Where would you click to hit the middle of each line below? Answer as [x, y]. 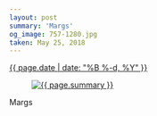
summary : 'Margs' [41, 26]
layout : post [33, 17]
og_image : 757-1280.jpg [54, 34]
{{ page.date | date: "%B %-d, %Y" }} [78, 68]
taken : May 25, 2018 [48, 42]
